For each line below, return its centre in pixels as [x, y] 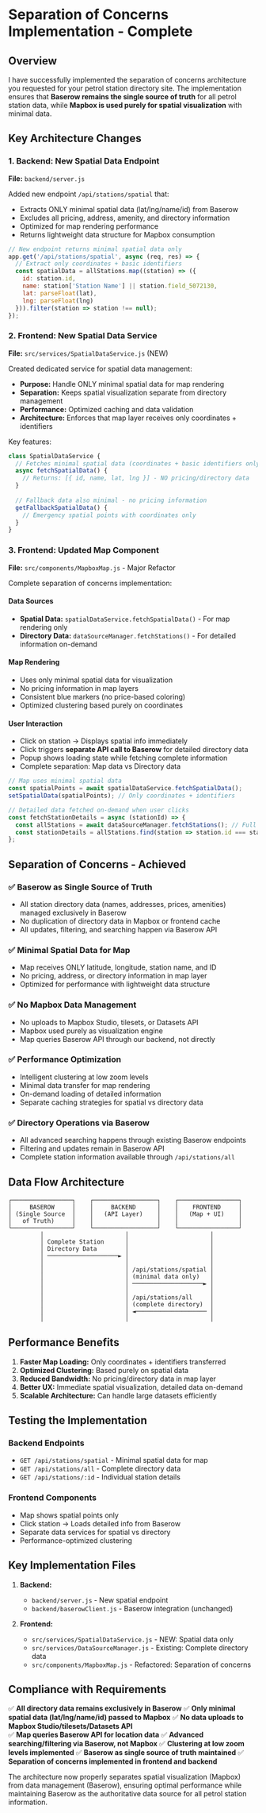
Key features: [30, 442]
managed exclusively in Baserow [73, 912]
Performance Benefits [64, 1342]
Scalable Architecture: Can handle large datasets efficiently [118, 1395]
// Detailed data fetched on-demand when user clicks [99, 810]
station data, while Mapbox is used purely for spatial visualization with [125, 105]
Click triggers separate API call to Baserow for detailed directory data [134, 750]
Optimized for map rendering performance [89, 226]
